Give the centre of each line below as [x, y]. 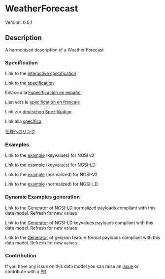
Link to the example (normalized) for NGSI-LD [51, 184]
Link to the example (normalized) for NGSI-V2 [51, 175]
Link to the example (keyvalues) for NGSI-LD [50, 165]
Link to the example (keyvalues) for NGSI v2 [50, 155]
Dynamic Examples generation [43, 197]
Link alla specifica [23, 121]
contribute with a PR [26, 271]
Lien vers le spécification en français [42, 102]
